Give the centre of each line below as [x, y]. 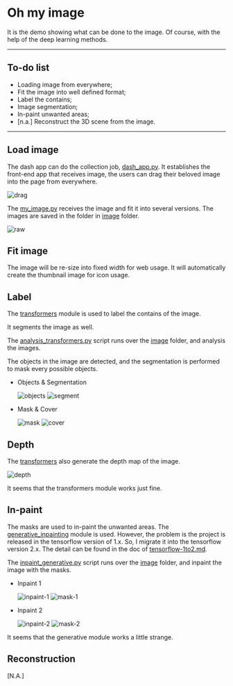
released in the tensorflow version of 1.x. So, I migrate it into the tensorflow [114, 541]
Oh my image [46, 13]
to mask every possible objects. [53, 369]
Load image [33, 150]
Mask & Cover [37, 409]
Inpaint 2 [30, 610]
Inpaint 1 [29, 583]
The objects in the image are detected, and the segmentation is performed [114, 361]
